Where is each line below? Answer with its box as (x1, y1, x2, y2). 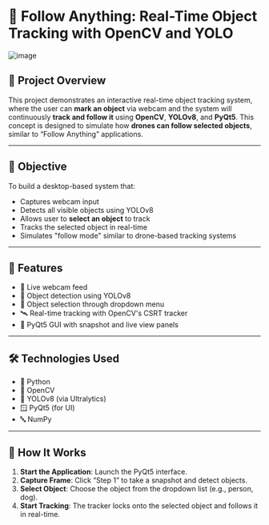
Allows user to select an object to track (19, 214, 151, 223)
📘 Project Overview (8, 74, 106, 87)
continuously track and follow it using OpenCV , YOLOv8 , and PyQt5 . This (8, 112, 255, 122)
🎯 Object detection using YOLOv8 (19, 291, 131, 301)
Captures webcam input (19, 196, 100, 206)
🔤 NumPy (19, 415, 52, 424)
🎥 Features (8, 261, 63, 275)
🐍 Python (19, 377, 50, 387)
